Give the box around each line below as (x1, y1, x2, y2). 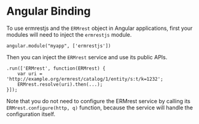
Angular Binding (6, 4, 91, 18)
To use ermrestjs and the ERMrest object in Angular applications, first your (6, 24, 193, 32)
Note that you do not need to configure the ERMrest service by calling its (6, 97, 190, 104)
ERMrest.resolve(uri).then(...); (17, 81, 103, 87)
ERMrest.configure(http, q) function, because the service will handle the (6, 104, 193, 111)
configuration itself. (6, 110, 56, 117)
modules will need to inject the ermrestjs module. (6, 31, 132, 38)
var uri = (17, 70, 43, 77)
